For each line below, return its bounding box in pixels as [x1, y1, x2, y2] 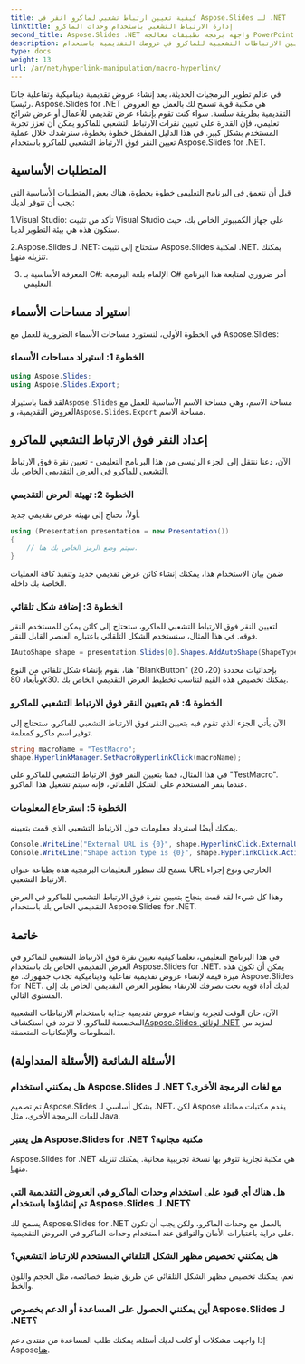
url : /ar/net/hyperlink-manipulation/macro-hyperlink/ [10, 64, 222, 73]
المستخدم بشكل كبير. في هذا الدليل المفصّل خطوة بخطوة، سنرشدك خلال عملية [10, 127, 279, 138]
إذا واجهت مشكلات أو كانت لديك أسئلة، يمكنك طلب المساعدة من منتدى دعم [10, 1335, 266, 1346]
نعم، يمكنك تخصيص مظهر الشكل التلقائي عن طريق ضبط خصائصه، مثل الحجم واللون [10, 1270, 294, 1282]
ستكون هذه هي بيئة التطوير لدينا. [10, 224, 120, 235]
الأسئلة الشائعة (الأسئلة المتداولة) [10, 1052, 176, 1069]
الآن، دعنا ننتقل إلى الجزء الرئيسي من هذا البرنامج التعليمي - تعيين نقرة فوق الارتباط [10, 456, 291, 467]
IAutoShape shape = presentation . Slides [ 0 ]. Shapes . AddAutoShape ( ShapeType [10, 648, 299, 658]
